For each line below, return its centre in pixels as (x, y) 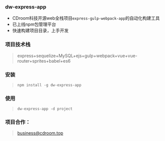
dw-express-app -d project (45, 109)
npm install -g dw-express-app (49, 85)
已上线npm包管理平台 (34, 24)
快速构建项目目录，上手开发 (40, 31)
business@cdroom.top (40, 133)
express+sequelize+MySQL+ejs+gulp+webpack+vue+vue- (77, 56)
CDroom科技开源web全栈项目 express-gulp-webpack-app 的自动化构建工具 (86, 18)
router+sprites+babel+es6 (44, 61)
